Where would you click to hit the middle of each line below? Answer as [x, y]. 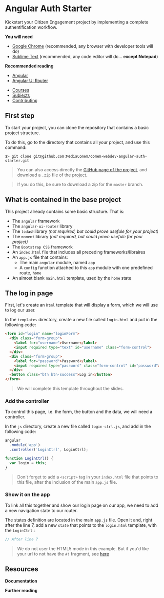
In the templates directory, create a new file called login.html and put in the [81, 320]
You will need [19, 37]
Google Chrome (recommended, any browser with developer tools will [83, 46]
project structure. [22, 133]
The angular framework [36, 221]
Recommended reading [29, 66]
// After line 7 [21, 539]
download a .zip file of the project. [52, 175]
